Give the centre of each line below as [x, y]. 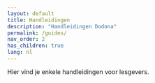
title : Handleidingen [39, 20]
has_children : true [36, 46]
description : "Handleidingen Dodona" [62, 26]
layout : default [31, 13]
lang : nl [20, 53]
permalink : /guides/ [37, 33]
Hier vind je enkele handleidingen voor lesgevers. [78, 72]
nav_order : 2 [26, 39]
